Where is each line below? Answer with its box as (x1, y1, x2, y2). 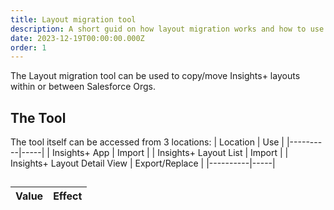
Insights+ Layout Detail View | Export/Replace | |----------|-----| (10, 157, 276, 170)
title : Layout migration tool (10, 14, 137, 25)
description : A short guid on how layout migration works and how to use (10, 24, 325, 34)
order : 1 (10, 42, 47, 53)
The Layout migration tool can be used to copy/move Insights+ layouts (10, 70, 301, 82)
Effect (53, 189, 83, 203)
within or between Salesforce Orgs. (10, 81, 157, 93)
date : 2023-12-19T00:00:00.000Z (10, 33, 145, 43)
